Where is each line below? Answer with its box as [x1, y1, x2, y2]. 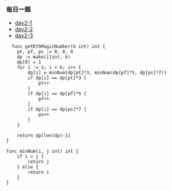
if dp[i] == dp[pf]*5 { [27, 91, 87, 97]
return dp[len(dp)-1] [17, 133, 70, 139]
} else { [17, 164, 39, 170]
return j [27, 159, 50, 165]
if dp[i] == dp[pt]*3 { [27, 75, 87, 81]
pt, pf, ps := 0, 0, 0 [17, 49, 73, 55]
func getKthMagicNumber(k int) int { [11, 44, 106, 50]
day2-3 [14, 32, 33, 40]
